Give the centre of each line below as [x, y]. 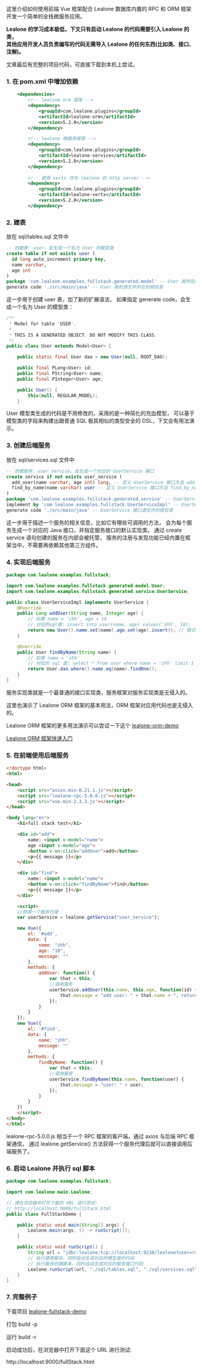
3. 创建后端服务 [29, 446]
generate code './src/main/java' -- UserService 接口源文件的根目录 [90, 510]
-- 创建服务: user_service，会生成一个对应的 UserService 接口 [80, 471]
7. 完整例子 [22, 1297]
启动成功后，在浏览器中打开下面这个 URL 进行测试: [69, 1349]
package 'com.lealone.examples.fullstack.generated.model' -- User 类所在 [101, 281]
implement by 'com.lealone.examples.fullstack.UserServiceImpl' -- [93, 505]
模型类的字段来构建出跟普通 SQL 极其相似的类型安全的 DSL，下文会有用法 [98, 421]
